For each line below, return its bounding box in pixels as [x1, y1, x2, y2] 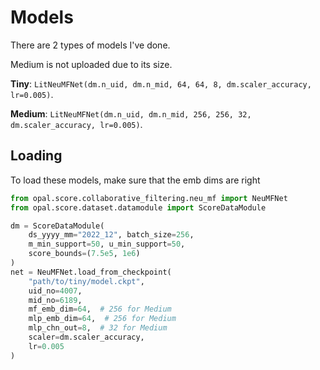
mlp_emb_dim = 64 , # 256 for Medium [28, 314, 177, 324]
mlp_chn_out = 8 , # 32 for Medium [28, 323, 168, 333]
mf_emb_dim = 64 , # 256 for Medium [28, 304, 172, 315]
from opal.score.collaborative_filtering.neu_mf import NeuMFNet [10, 193, 288, 203]
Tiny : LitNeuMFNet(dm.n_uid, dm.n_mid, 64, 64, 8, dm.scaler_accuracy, [10, 77, 312, 90]
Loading [10, 147, 63, 165]
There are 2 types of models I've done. [10, 39, 171, 51]
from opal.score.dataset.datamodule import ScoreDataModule [10, 202, 267, 213]
